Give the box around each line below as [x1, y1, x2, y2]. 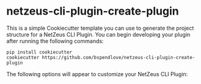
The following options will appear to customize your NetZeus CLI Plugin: [6, 70, 188, 77]
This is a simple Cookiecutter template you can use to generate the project [6, 24, 194, 32]
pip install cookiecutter [6, 49, 72, 55]
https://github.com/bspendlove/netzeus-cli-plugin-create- [42, 54, 196, 60]
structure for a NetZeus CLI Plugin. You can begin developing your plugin [6, 30, 191, 38]
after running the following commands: [6, 37, 104, 44]
